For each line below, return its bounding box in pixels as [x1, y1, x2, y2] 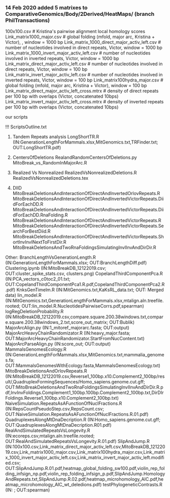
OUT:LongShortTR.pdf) [12, 145, 61, 151]
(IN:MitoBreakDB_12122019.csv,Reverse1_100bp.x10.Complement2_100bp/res [5, 373, 165, 379]
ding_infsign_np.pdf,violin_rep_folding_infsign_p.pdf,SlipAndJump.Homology [5, 471, 165, 477]
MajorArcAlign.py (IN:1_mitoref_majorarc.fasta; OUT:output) [5, 325, 129, 331]
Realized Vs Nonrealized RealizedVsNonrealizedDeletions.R [12, 170, 137, 176]
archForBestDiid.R [12, 228, 51, 234]
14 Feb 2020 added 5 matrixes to [5, 4, 88, 11]
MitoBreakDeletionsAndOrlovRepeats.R [5, 368, 87, 374]
